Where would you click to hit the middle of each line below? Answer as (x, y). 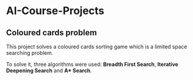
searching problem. (30, 53)
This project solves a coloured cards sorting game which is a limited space (96, 46)
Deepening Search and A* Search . (49, 71)
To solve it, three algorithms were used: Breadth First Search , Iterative (92, 64)
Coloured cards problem (51, 33)
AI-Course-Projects (55, 11)
